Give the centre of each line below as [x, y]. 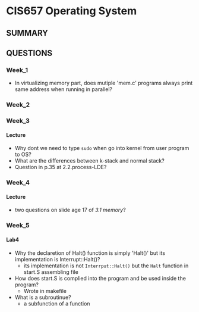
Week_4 [18, 183]
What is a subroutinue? [43, 297]
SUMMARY [27, 33]
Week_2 [18, 105]
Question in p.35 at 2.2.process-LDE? [61, 167]
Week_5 [18, 226]
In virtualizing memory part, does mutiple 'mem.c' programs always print [104, 83]
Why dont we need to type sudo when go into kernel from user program [102, 148]
